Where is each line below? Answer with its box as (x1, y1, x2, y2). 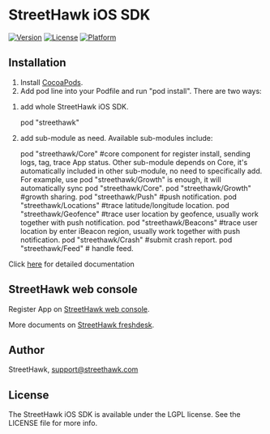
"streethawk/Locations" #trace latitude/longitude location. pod (19, 200, 229, 210)
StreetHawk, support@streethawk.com (8, 364, 139, 374)
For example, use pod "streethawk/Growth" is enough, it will (19, 174, 221, 184)
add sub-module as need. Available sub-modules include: (19, 133, 213, 143)
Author (8, 343, 45, 357)
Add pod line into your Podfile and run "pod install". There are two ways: (19, 86, 262, 96)
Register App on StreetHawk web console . (8, 304, 150, 313)
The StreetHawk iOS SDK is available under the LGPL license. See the (8, 410, 241, 419)
